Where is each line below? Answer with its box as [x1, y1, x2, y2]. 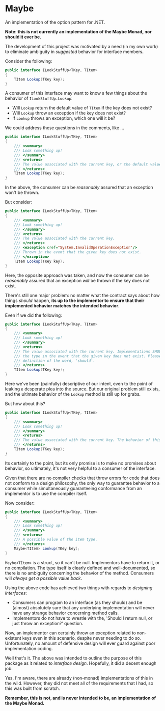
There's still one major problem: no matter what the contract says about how [5, 292, 160, 298]
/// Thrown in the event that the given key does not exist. [14, 250, 141, 255]
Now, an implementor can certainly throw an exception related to [5, 629, 136, 636]
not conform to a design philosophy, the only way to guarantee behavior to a [5, 480, 160, 486]
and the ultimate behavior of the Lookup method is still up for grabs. [5, 391, 141, 397]
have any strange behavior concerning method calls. [12, 610, 119, 616]
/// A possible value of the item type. [14, 537, 98, 542]
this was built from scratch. [5, 685, 60, 691]
